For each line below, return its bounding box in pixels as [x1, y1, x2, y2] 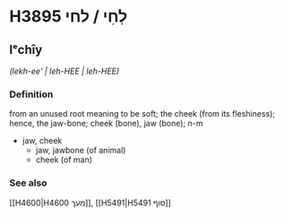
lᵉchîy [9, 42, 43, 57]
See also [9, 177, 47, 189]
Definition [9, 88, 54, 100]
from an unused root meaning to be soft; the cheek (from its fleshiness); [9, 108, 276, 119]
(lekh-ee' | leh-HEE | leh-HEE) [9, 65, 120, 76]
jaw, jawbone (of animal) [35, 145, 126, 156]
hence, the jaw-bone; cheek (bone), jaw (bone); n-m [9, 118, 203, 129]
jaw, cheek [22, 135, 63, 146]
